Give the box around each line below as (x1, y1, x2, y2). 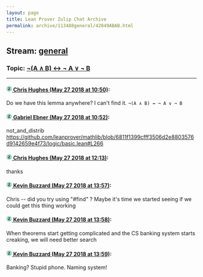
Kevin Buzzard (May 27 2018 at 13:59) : (13, 250, 112, 258)
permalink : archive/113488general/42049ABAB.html (6, 22, 134, 28)
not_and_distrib (6, 127, 45, 135)
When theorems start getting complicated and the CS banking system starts (6, 230, 195, 237)
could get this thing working (6, 202, 76, 209)
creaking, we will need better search (6, 236, 97, 244)
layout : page (6, 10, 39, 16)
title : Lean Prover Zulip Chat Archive (6, 16, 107, 22)
